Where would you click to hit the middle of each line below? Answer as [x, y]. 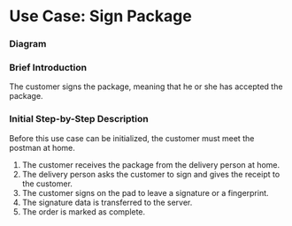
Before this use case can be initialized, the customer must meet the [132, 138]
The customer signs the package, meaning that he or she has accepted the [146, 87]
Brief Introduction [48, 68]
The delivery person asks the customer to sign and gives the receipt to [151, 174]
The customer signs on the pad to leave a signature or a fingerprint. [145, 192]
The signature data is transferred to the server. [107, 202]
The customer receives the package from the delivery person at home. [151, 164]
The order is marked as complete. [84, 211]
